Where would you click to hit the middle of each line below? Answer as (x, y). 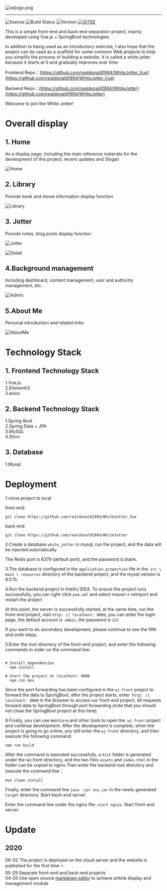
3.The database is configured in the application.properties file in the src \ (83, 569)
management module (27, 883)
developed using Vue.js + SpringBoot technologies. (58, 37)
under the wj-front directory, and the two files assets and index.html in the (82, 759)
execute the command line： (34, 771)
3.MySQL (15, 432)
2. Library (20, 185)
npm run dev (22, 680)
